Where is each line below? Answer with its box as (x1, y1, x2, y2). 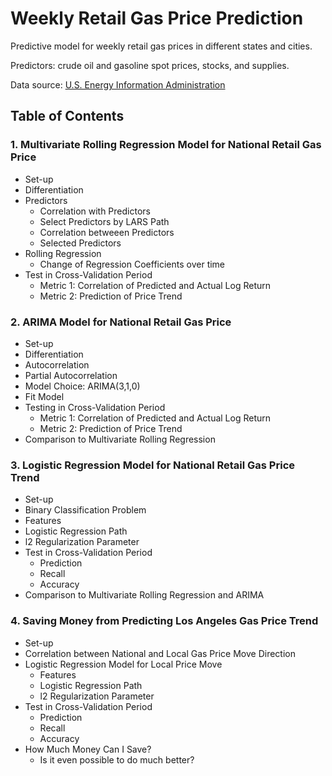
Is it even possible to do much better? (39, 753, 195, 766)
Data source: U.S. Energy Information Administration (10, 78, 226, 91)
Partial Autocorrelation (24, 369, 118, 381)
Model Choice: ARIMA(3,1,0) (24, 380, 141, 392)
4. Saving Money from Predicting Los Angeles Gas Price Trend (10, 614, 319, 628)
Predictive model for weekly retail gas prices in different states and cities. (10, 40, 313, 52)
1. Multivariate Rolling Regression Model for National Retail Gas (10, 138, 322, 152)
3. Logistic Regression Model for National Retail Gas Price (10, 458, 296, 472)
